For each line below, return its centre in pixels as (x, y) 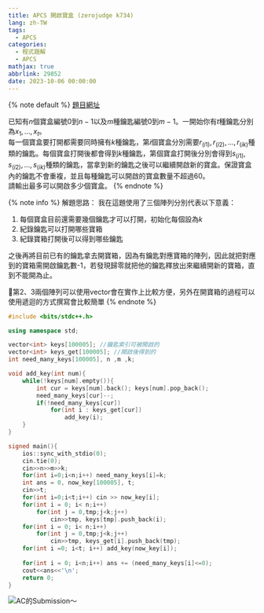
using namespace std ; (44, 331)
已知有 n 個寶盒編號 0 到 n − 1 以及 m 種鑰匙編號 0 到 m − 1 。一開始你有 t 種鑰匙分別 (131, 121)
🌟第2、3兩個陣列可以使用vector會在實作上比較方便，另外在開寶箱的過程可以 (132, 292)
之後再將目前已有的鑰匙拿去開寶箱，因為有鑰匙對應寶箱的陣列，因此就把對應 (132, 255)
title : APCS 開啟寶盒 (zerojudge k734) (71, 15)
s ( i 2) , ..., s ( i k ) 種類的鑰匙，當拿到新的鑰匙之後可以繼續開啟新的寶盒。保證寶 (126, 165)
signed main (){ (33, 446)
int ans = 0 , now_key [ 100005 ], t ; (79, 483)
